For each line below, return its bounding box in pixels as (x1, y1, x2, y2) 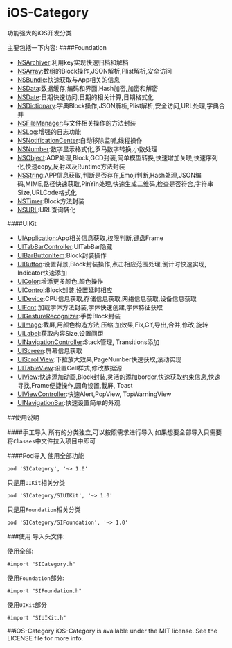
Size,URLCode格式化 (17, 188, 78, 196)
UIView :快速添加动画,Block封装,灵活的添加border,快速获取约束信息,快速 (17, 373, 221, 381)
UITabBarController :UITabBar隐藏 (17, 242, 113, 250)
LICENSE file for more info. (7, 633, 84, 642)
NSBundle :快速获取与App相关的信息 (17, 75, 121, 84)
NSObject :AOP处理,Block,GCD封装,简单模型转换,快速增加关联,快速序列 (17, 153, 218, 162)
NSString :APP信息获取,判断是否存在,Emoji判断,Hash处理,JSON (17, 171, 196, 179)
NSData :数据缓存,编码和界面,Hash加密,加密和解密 (17, 84, 158, 92)
